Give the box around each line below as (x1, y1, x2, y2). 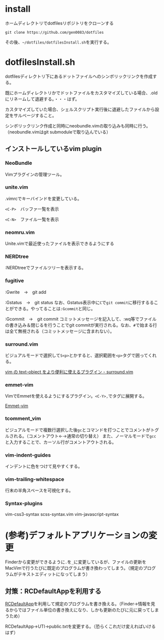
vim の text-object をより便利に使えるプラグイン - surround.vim (5, 369, 134, 375)
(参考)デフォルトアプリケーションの (5, 530, 149, 541)
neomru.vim (5, 229, 35, 236)
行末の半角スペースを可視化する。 (5, 487, 73, 493)
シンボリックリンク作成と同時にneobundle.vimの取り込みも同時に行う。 (5, 123, 151, 129)
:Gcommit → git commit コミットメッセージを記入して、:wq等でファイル (5, 316, 157, 322)
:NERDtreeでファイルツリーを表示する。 (5, 265, 87, 271)
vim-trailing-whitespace (5, 476, 65, 483)
